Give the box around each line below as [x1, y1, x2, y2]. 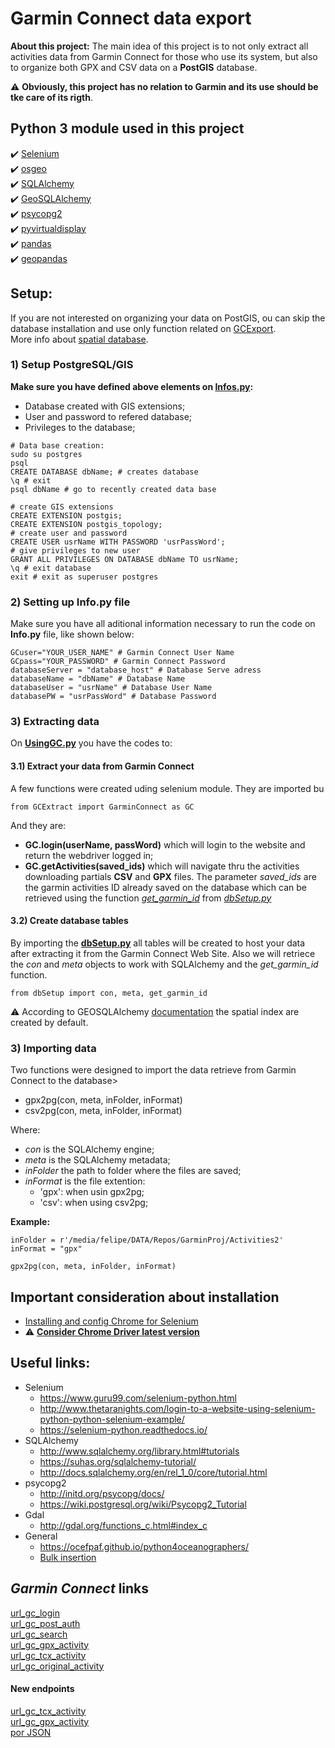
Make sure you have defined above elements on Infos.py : [10, 380, 254, 392]
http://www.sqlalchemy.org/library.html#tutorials [39, 1445, 240, 1457]
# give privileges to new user [10, 545, 141, 556]
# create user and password [10, 528, 128, 538]
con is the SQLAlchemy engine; [24, 1143, 155, 1156]
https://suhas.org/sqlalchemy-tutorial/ [39, 1455, 197, 1467]
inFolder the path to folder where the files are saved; [24, 1165, 242, 1177]
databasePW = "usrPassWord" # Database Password [10, 692, 217, 702]
